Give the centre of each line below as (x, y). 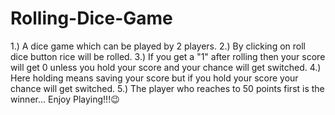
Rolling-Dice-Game (91, 18)
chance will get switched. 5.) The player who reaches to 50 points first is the (167, 88)
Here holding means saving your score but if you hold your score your (154, 78)
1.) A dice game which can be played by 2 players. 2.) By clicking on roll (158, 46)
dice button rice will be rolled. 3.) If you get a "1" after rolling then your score (168, 56)
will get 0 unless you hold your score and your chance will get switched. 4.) (166, 67)
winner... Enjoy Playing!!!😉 (65, 99)
